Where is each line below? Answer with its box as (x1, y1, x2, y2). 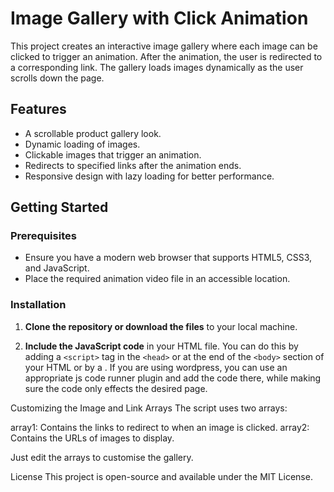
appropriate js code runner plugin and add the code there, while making (24, 372, 322, 384)
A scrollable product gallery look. (24, 127, 162, 139)
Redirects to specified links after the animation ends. (24, 159, 242, 171)
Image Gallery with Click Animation (10, 7, 309, 30)
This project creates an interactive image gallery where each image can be (10, 40, 318, 52)
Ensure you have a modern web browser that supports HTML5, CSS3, (24, 252, 313, 264)
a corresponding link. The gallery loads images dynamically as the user (10, 61, 304, 73)
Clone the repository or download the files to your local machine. (24, 320, 298, 332)
